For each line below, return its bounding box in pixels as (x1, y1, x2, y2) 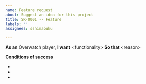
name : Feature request (5, 7, 53, 13)
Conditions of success (5, 54, 54, 60)
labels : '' (5, 21, 28, 27)
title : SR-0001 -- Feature (5, 17, 62, 22)
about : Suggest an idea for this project (5, 12, 94, 17)
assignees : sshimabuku (5, 26, 53, 31)
